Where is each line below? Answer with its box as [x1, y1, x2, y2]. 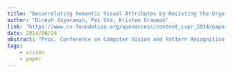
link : [7, 23, 23, 30]
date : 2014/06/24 [7, 29, 58, 37]
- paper [19, 56, 42, 63]
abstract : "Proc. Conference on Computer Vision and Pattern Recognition [7, 36, 225, 43]
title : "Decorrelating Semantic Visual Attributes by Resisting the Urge [7, 10, 225, 17]
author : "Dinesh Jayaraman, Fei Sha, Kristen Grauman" [7, 17, 169, 24]
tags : [7, 42, 23, 49]
